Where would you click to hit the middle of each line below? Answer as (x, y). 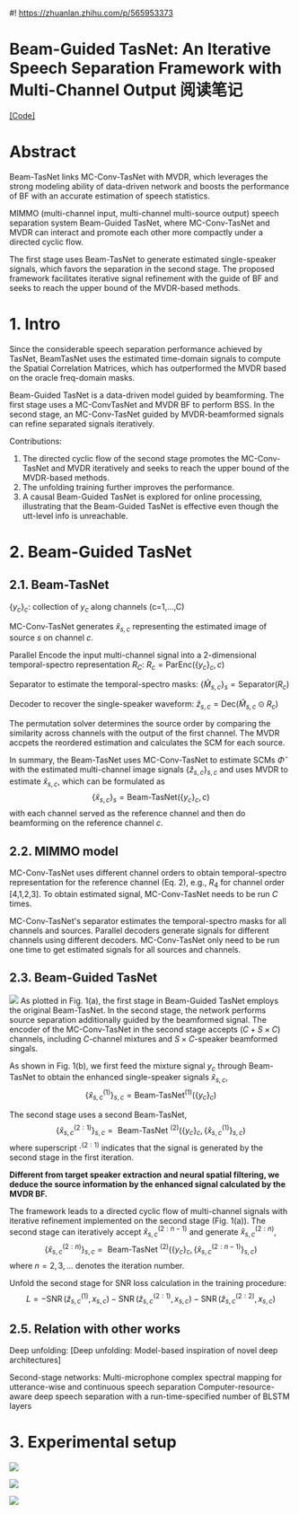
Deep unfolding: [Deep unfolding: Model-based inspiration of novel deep (144, 1350)
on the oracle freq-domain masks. (72, 377)
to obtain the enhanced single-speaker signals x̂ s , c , (133, 1078)
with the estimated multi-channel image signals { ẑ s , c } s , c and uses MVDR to (149, 770)
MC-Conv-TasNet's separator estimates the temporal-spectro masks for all (148, 920)
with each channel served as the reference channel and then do (128, 814)
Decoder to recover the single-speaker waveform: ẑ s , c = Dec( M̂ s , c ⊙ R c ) (144, 705)
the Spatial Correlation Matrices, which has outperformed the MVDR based (148, 368)
